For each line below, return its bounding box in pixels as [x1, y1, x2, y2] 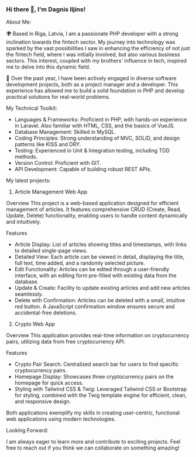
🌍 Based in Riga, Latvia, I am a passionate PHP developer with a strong [6, 30, 178, 37]
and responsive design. [14, 398, 71, 405]
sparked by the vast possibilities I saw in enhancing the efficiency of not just [6, 45, 190, 52]
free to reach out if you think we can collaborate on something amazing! [6, 444, 180, 452]
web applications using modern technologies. [6, 416, 116, 423]
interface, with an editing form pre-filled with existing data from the [14, 272, 177, 279]
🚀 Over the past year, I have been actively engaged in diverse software [6, 75, 177, 82]
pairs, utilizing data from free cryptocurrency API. [6, 338, 126, 345]
